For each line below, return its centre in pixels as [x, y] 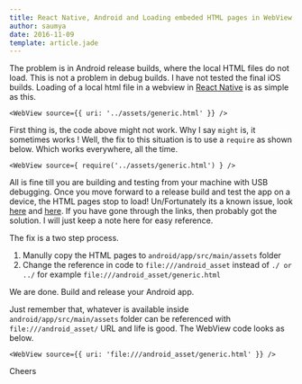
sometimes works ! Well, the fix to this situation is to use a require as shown [151, 139]
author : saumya [38, 26]
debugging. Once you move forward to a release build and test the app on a [150, 192]
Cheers [23, 371]
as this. [23, 97]
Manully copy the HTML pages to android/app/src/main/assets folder [152, 255]
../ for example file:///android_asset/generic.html [121, 274]
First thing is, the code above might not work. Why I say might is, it [133, 130]
